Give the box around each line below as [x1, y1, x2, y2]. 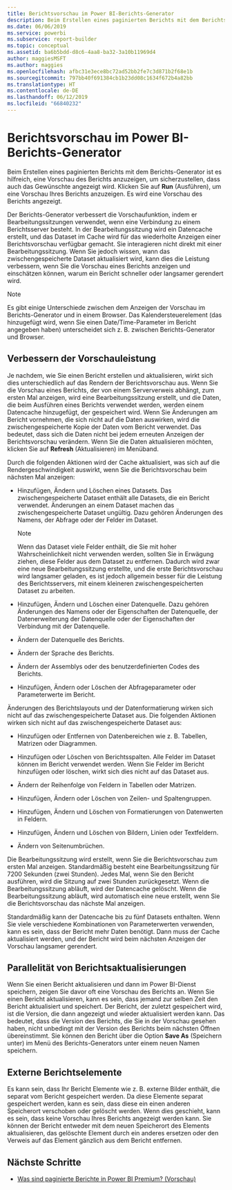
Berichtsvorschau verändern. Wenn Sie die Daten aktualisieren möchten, [7, 437, 214, 446]
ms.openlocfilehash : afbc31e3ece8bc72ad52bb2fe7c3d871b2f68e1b [7, 68, 193, 75]
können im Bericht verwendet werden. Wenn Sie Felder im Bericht [17, 760, 205, 768]
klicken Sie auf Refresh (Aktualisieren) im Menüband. [7, 444, 159, 453]
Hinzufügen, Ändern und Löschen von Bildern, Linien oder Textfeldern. [17, 828, 219, 836]
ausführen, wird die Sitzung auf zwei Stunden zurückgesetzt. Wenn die [7, 877, 209, 886]
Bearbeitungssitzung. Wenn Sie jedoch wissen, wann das [7, 247, 171, 255]
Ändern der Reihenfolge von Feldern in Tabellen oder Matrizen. [17, 780, 197, 789]
